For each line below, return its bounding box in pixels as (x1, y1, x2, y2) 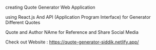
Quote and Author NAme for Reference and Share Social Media (5, 29, 139, 35)
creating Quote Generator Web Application (5, 5, 96, 10)
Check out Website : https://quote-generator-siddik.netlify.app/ (5, 39, 140, 45)
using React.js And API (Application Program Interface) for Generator (5, 14, 151, 20)
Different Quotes (5, 20, 41, 25)
